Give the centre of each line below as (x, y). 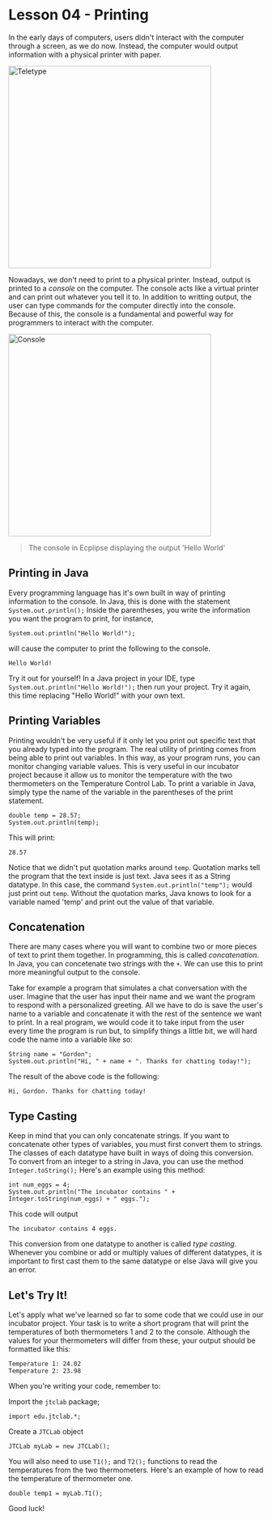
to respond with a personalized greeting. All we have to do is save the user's (136, 1005)
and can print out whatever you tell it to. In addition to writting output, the (130, 296)
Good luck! (27, 1508)
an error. (23, 1270)
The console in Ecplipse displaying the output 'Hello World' (127, 547)
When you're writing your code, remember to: (85, 1386)
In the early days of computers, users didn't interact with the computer (126, 37)
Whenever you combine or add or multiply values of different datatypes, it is (135, 1253)
